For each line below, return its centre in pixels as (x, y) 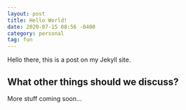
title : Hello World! (38, 20)
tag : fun (20, 40)
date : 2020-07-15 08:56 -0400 (52, 27)
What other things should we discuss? (93, 82)
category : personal (36, 33)
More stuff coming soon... (45, 98)
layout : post (26, 14)
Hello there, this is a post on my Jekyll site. (69, 60)
